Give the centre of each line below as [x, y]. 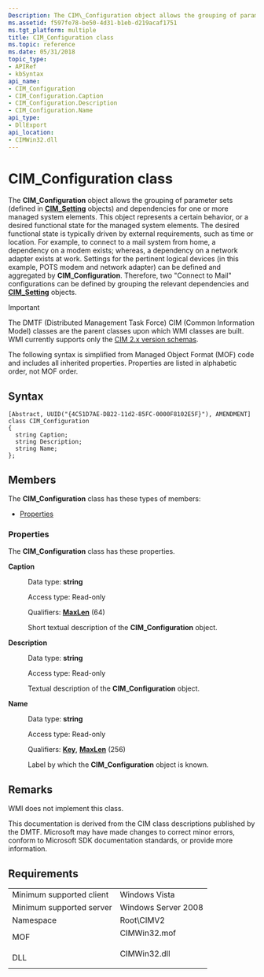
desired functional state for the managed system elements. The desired [124, 226]
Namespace [35, 920]
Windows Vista [147, 894]
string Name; [37, 449]
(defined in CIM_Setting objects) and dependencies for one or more [119, 208]
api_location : [31, 132]
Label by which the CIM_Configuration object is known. [119, 765]
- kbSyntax [26, 74]
